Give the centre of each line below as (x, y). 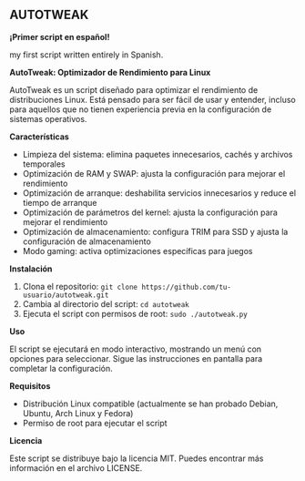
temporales (44, 164)
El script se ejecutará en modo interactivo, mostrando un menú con (136, 349)
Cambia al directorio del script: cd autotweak (106, 303)
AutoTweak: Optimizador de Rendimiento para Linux (110, 72)
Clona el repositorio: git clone (80, 286)
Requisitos (30, 385)
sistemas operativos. (48, 118)
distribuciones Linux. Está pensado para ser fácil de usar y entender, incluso (152, 99)
